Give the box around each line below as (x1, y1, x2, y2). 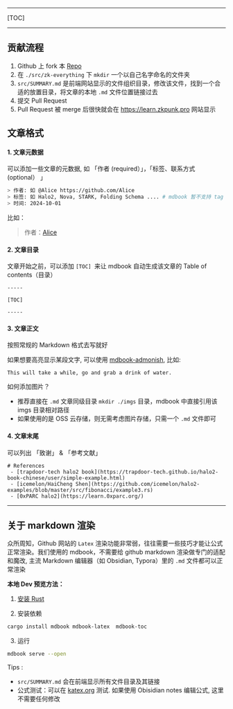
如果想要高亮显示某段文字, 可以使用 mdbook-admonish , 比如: (7, 356, 182, 364)
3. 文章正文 (7, 324, 40, 333)
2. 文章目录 (7, 245, 40, 254)
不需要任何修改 (17, 694, 60, 703)
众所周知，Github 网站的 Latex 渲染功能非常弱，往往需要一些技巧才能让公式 (7, 539, 223, 548)
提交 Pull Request (17, 96, 67, 105)
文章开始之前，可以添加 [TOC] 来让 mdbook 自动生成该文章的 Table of (7, 262, 207, 270)
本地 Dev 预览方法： (7, 580, 64, 588)
